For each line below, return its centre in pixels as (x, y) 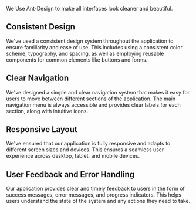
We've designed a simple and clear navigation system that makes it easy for (98, 92)
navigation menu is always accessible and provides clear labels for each (93, 104)
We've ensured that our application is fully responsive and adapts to (88, 144)
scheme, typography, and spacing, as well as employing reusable (85, 53)
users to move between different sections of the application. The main (91, 99)
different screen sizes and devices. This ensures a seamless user (85, 150)
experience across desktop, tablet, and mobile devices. (73, 156)
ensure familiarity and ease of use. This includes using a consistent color (94, 47)
